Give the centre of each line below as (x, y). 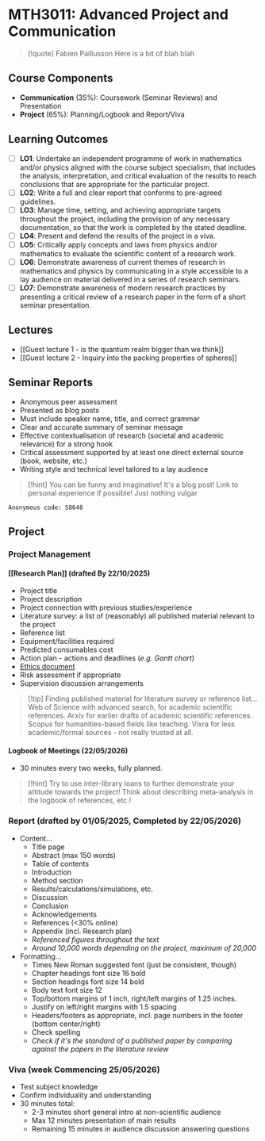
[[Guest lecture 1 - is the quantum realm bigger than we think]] (122, 349)
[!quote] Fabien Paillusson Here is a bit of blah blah (111, 53)
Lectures (31, 330)
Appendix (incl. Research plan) (82, 931)
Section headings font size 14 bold (88, 982)
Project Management (50, 554)
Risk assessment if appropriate (70, 675)
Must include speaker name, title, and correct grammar (109, 419)
